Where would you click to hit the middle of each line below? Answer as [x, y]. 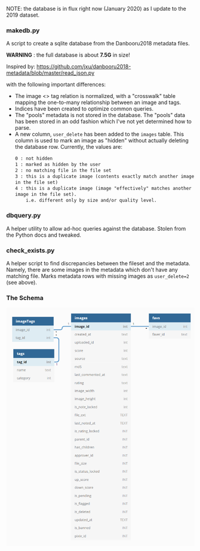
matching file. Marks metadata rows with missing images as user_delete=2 [98, 276]
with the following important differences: [56, 85]
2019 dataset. [23, 15]
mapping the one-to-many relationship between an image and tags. [98, 102]
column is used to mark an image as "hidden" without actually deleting [102, 140]
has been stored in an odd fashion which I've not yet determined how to [103, 121]
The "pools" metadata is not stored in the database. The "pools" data [100, 115]
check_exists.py [30, 250]
